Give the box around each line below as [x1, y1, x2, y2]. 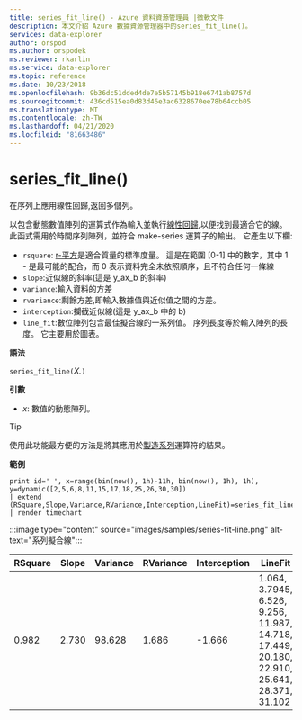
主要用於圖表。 [48, 328, 104, 338]
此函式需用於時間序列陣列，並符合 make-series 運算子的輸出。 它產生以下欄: [9, 230, 293, 241]
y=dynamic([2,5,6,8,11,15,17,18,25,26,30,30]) [9, 484, 187, 493]
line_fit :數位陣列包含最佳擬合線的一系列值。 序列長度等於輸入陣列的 [22, 317, 280, 328]
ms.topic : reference [9, 72, 87, 81]
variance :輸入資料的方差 [22, 283, 113, 293]
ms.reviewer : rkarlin [9, 55, 91, 64]
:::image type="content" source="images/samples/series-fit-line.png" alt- [9, 524, 283, 535]
